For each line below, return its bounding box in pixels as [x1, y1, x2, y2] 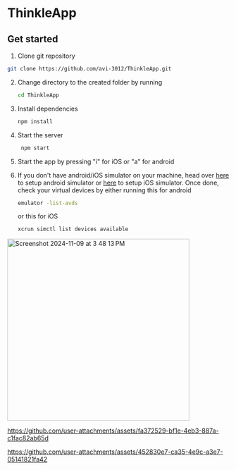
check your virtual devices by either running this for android [17, 185, 192, 194]
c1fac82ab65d [7, 434, 49, 443]
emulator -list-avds [17, 199, 78, 206]
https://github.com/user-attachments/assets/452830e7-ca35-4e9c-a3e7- [7, 447, 223, 456]
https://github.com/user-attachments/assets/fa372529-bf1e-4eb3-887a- [7, 426, 220, 435]
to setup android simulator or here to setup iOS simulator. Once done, [17, 178, 220, 187]
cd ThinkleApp [17, 92, 59, 99]
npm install [17, 118, 53, 125]
